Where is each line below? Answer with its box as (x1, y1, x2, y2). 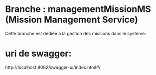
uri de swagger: (5, 48, 72, 59)
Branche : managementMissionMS (5, 3, 151, 15)
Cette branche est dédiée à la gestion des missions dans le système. (5, 30, 146, 36)
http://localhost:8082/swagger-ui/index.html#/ (5, 64, 101, 70)
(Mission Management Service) (5, 14, 138, 25)
